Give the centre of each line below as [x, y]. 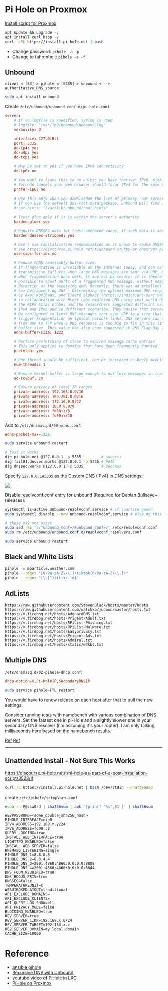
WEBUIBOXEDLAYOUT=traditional [37, 890]
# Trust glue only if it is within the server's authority [77, 217]
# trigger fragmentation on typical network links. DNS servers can [87, 319]
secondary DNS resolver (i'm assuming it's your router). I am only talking [80, 725]
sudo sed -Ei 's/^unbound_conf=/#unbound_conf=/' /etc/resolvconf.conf [81, 528]
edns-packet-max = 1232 [28, 434]
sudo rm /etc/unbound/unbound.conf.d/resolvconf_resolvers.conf [73, 532]
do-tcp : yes [26, 157]
